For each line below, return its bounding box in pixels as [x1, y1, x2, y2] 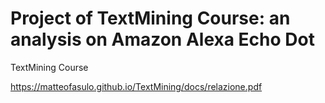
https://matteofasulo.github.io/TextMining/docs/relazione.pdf [10, 80, 263, 92]
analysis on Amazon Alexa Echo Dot [10, 28, 315, 51]
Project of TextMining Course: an [10, 7, 291, 30]
